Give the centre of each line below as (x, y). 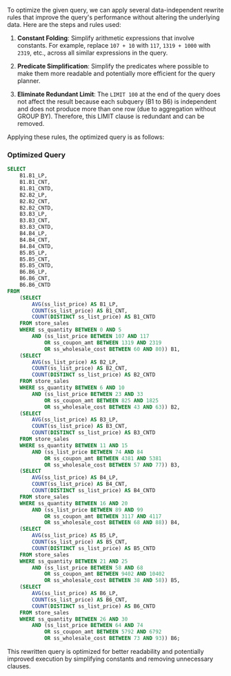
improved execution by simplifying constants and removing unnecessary (110, 659)
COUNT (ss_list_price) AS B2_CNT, (80, 368)
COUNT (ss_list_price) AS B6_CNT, (80, 600)
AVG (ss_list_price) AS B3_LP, (75, 420)
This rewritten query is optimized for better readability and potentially (106, 652)
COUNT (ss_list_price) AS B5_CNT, (80, 542)
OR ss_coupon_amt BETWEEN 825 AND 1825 (101, 400)
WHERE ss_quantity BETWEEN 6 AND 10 (72, 388)
